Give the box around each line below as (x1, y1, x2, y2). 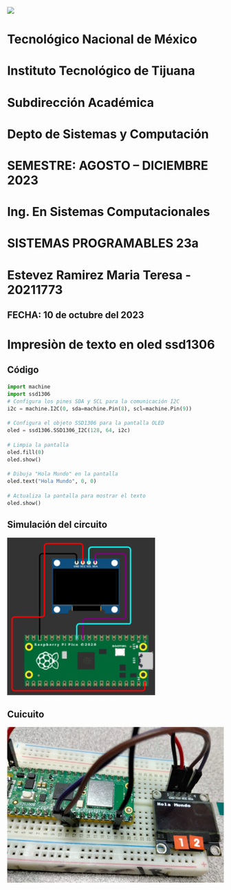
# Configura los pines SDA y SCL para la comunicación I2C (7, 397, 180, 405)
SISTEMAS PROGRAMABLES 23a (7, 235, 199, 251)
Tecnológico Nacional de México (7, 32, 197, 48)
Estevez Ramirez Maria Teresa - (7, 267, 191, 283)
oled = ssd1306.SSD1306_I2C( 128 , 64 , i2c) (7, 427, 131, 434)
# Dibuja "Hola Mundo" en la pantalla (7, 471, 118, 477)
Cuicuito (7, 708, 45, 720)
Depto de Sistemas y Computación (7, 126, 209, 141)
